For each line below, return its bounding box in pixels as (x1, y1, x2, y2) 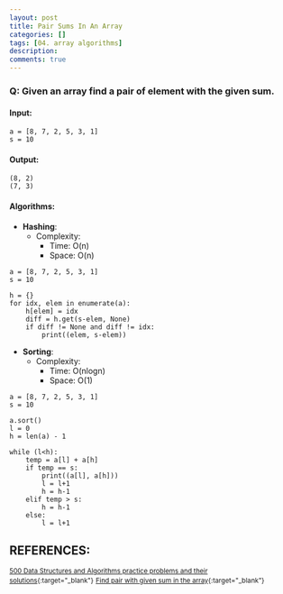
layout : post (9, 13, 59, 23)
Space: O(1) (49, 375, 93, 386)
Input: (9, 107, 32, 118)
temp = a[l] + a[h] (25, 455, 99, 464)
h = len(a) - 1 (9, 432, 67, 441)
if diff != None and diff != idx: (25, 322, 155, 332)
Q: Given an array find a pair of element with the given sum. (9, 85, 275, 97)
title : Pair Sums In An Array (9, 22, 123, 31)
